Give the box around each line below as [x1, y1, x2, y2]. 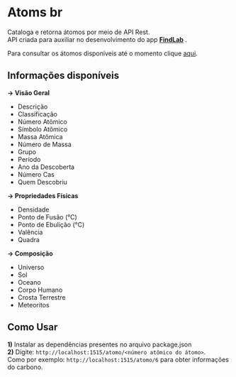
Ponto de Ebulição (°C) [17, 220, 85, 229]
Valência [17, 228, 43, 236]
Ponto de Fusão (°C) [17, 212, 78, 221]
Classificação [17, 109, 58, 118]
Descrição [17, 102, 48, 111]
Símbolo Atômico [17, 125, 68, 133]
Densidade [17, 205, 50, 214]
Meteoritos [17, 300, 50, 309]
